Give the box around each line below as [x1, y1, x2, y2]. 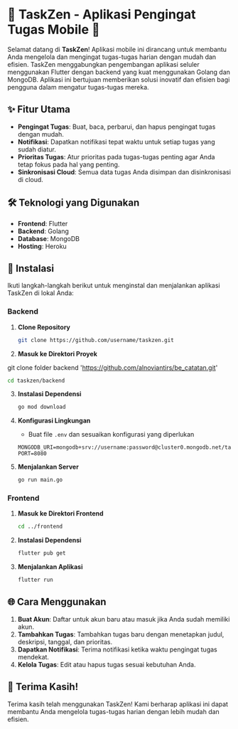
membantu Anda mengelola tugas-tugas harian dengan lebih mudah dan [7, 707, 220, 715]
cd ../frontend [17, 523, 63, 531]
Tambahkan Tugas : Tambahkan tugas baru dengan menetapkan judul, [17, 629, 225, 639]
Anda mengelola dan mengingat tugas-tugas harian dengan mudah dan [7, 53, 217, 61]
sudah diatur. [17, 145, 57, 154]
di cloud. [17, 175, 44, 183]
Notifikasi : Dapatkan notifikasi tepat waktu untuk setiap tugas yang [17, 137, 215, 146]
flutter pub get [17, 550, 66, 557]
